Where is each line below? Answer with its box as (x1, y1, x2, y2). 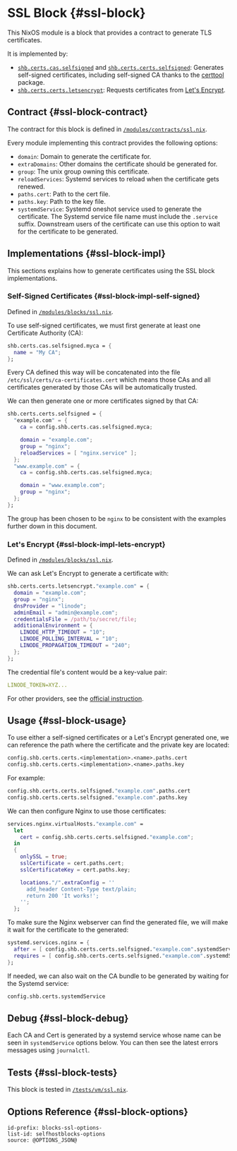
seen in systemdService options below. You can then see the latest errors (7, 1039, 219, 1047)
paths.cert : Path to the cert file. (17, 189, 111, 198)
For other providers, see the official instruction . (7, 694, 144, 703)
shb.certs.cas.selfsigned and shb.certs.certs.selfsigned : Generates (17, 63, 224, 71)
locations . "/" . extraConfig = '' (20, 879, 115, 886)
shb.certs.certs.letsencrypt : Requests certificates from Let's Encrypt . (17, 85, 226, 94)
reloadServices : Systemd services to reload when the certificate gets (17, 174, 220, 183)
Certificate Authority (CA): (7, 328, 83, 337)
